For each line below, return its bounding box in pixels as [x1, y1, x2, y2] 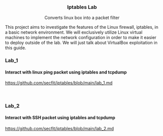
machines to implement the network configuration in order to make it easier [5, 35, 157, 40]
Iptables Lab [67, 3, 97, 10]
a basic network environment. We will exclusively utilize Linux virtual [5, 29, 143, 35]
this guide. [5, 45, 26, 51]
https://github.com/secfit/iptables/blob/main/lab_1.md [5, 80, 113, 86]
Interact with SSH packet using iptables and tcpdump [5, 115, 116, 120]
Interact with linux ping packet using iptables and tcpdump [5, 69, 127, 75]
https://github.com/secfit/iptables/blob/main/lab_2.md [5, 125, 114, 131]
